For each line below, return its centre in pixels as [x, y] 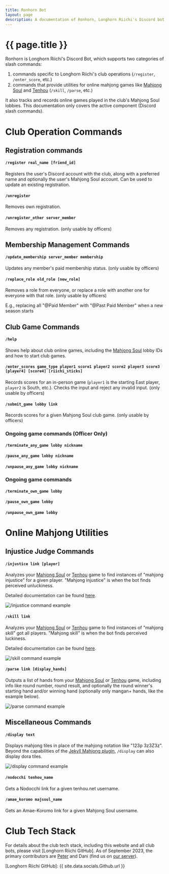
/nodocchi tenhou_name [29, 778]
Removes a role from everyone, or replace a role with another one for [77, 290]
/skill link [18, 617]
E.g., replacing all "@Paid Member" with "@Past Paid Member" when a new [84, 305]
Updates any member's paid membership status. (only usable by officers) [82, 268]
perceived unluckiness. [30, 586]
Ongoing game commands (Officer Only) [56, 434]
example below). [23, 696]
